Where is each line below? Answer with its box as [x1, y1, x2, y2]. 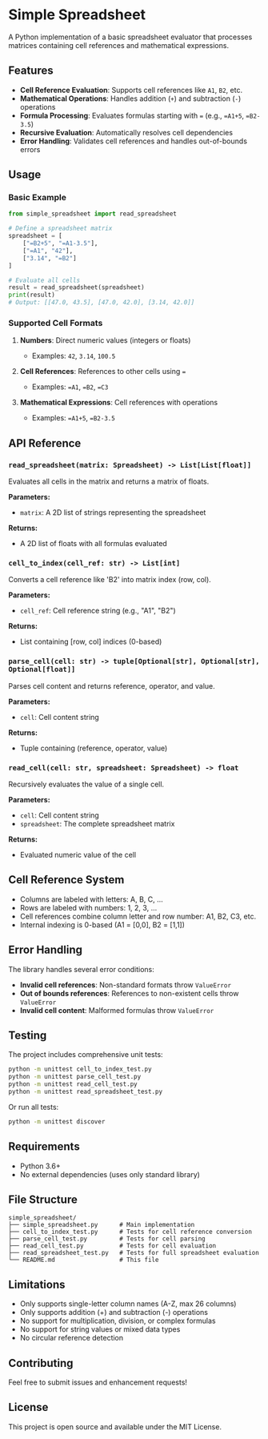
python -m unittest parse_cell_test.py [8, 1073, 142, 1081]
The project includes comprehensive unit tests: [8, 1050, 163, 1059]
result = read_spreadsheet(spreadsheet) [8, 283, 146, 291]
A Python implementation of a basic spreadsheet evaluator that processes [8, 32, 253, 42]
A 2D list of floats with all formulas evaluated [19, 539, 168, 549]
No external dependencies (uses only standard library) [19, 1169, 200, 1179]
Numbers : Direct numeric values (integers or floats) [19, 336, 191, 345]
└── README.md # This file [8, 1256, 159, 1264]
